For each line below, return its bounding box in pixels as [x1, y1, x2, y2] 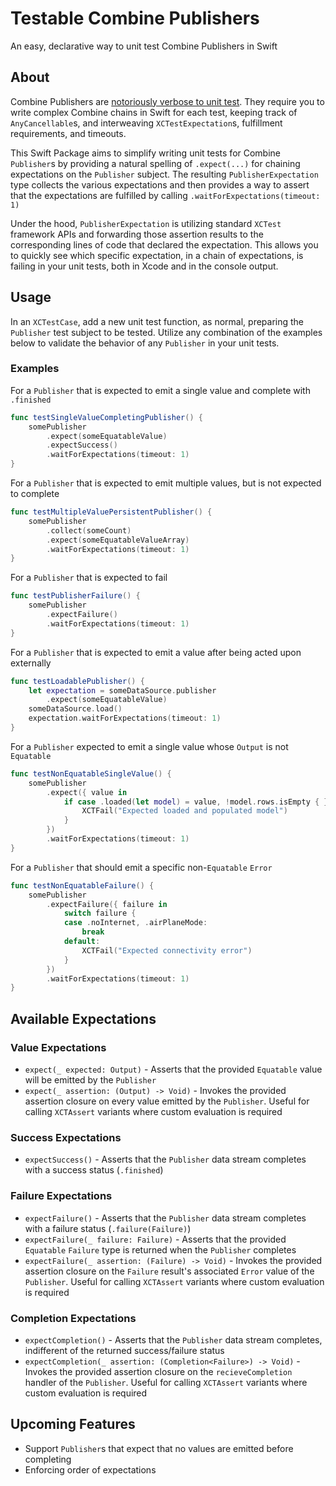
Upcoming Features [10, 1416, 136, 1433]
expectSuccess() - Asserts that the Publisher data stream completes [24, 1153, 307, 1166]
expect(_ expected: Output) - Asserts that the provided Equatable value [24, 1063, 323, 1076]
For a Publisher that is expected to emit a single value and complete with [10, 384, 311, 396]
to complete [10, 488, 60, 500]
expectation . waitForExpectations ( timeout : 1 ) [28, 713, 222, 724]
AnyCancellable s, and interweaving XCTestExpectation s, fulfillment [10, 117, 283, 129]
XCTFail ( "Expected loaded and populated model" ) [81, 806, 288, 816]
